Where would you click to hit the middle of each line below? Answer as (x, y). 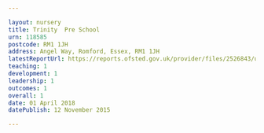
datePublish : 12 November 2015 (59, 110)
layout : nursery (35, 22)
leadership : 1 (31, 81)
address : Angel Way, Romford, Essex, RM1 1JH (84, 52)
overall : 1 (26, 95)
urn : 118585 (27, 37)
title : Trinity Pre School (54, 30)
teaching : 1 (27, 66)
